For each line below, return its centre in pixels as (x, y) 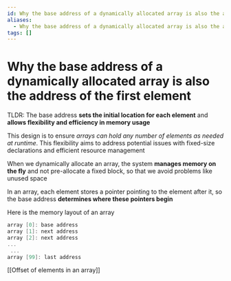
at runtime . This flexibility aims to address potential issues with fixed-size (111, 143)
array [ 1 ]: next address (43, 231)
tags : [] (20, 33)
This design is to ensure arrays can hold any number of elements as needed (115, 136)
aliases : (20, 20)
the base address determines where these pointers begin (90, 199)
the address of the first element (99, 96)
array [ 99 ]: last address (44, 257)
